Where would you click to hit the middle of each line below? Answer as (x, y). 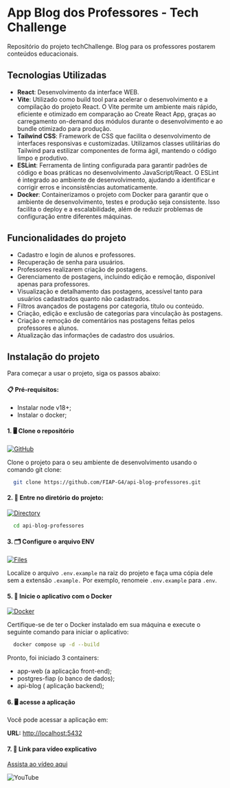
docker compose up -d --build (56, 645)
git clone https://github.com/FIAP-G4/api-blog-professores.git (107, 482)
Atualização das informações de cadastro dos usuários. (96, 335)
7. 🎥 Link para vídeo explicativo (52, 749)
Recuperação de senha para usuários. (71, 262)
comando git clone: (34, 469)
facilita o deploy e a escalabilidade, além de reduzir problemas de (110, 209)
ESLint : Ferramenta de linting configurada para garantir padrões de (112, 165)
